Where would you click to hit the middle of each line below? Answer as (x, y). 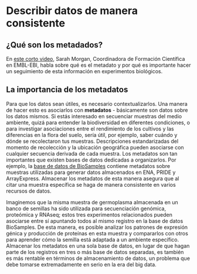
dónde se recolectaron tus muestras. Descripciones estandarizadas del (92, 141)
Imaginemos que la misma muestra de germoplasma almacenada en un (92, 202)
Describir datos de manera (72, 11)
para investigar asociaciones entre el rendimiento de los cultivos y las (90, 129)
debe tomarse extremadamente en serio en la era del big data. (81, 264)
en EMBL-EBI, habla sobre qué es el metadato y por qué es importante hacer (98, 65)
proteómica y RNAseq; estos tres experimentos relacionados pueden (89, 214)
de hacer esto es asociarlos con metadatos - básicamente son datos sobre (97, 110)
